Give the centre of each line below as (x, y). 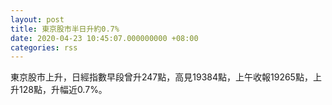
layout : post (37, 19)
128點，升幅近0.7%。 (63, 90)
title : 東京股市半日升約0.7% (65, 29)
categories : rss (44, 47)
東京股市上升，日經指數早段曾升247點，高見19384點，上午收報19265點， (161, 77)
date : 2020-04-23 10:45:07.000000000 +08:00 (104, 38)
